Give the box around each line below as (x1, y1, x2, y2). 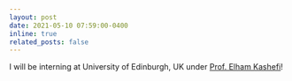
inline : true (9, 29, 58, 38)
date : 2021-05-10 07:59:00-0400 (9, 21, 128, 30)
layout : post (9, 12, 58, 22)
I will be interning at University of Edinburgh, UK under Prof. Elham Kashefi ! (9, 62, 283, 72)
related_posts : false (9, 37, 89, 47)
